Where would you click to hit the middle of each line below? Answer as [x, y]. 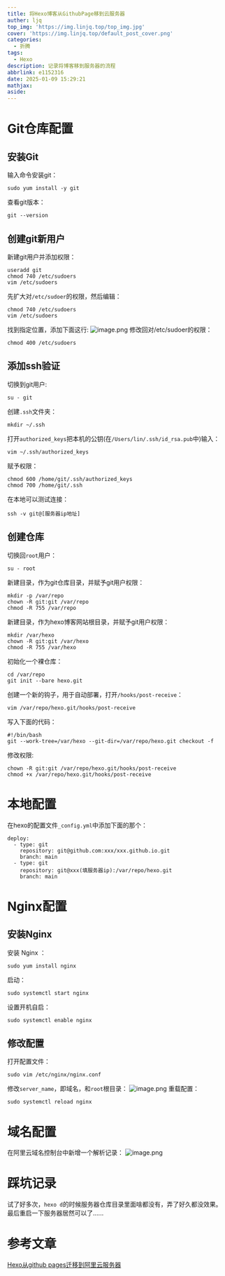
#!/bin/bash [24, 735]
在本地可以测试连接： [38, 499]
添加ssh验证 [34, 366]
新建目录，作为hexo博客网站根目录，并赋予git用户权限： [88, 622]
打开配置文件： [29, 1061]
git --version [28, 216]
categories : [24, 40]
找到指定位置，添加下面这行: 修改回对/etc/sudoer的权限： [110, 330]
